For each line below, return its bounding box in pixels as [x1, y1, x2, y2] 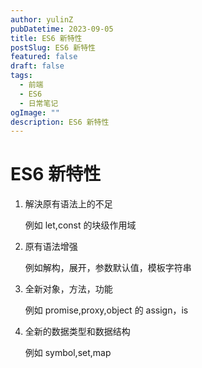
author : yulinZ [10, 14, 74, 25]
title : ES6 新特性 [10, 33, 83, 43]
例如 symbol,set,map [24, 347, 112, 359]
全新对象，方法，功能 [24, 283, 113, 295]
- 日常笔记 [19, 98, 59, 108]
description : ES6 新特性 [10, 117, 110, 127]
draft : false [10, 61, 65, 71]
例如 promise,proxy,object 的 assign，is [24, 304, 189, 316]
